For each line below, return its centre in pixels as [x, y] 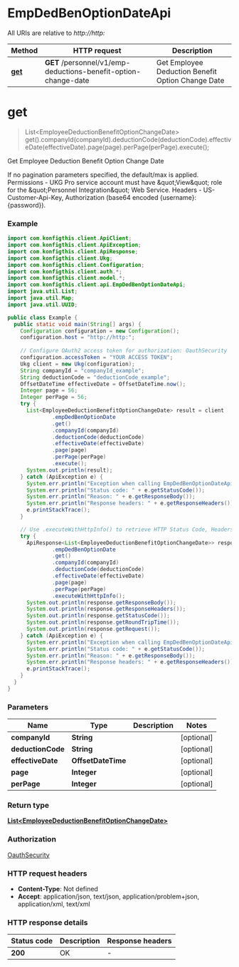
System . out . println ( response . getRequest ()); [93, 629]
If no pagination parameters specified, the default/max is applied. [103, 174]
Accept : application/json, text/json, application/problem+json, [108, 896]
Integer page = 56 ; [49, 390]
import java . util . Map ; [41, 298]
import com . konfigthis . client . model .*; [67, 278]
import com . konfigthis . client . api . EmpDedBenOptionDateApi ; [97, 285]
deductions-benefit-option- [93, 71]
